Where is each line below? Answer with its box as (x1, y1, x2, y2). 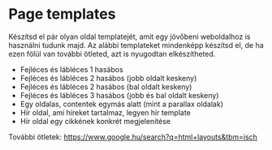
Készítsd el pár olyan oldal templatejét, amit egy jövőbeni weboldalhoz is (8, 32, 251, 41)
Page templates (8, 5, 116, 24)
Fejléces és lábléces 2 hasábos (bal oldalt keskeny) (19, 82, 192, 92)
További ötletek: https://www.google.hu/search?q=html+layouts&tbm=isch (8, 131, 258, 142)
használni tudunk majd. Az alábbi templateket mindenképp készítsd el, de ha (8, 40, 264, 49)
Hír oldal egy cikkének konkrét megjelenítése (19, 116, 171, 126)
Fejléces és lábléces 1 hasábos (19, 64, 123, 74)
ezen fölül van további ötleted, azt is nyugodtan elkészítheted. (8, 49, 216, 58)
